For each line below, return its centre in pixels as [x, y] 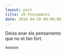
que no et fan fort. [24, 38]
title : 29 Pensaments [28, 14]
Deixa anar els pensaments [33, 33]
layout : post [19, 10]
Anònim [12, 48]
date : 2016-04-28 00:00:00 [33, 19]
